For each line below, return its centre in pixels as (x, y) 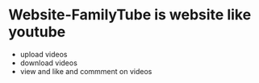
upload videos (44, 54)
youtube (37, 32)
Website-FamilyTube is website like (130, 15)
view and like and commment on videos (86, 71)
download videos (49, 63)
